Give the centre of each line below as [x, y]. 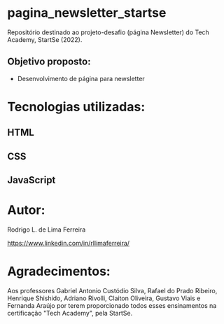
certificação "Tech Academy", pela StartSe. [70, 313]
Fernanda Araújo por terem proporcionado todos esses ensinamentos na [112, 305]
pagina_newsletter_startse [87, 13]
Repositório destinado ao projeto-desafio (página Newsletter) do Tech [108, 32]
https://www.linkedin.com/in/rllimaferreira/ [69, 244]
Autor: [26, 210]
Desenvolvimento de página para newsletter [81, 78]
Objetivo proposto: [49, 62]
